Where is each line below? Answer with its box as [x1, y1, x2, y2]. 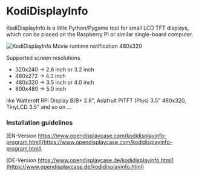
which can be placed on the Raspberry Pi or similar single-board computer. [6, 30, 194, 37]
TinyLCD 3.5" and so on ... [6, 103, 72, 110]
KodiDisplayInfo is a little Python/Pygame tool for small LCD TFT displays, [6, 24, 189, 31]
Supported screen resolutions [6, 54, 80, 61]
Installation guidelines [6, 118, 73, 126]
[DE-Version [6, 157, 37, 164]
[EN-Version [6, 132, 37, 140]
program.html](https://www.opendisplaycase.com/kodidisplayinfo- [6, 139, 172, 146]
